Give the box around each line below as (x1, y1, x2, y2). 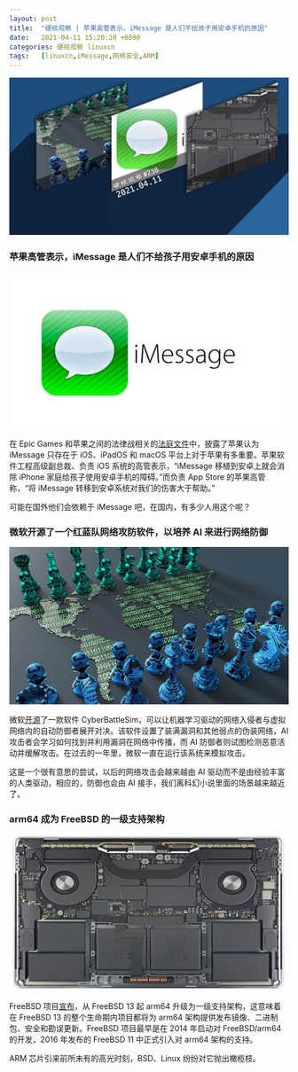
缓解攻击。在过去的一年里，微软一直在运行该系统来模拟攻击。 (24, 747, 250, 758)
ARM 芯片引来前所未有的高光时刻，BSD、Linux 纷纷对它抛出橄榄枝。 (9, 1053, 261, 1064)
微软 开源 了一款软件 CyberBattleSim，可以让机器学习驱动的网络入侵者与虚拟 (9, 714, 286, 724)
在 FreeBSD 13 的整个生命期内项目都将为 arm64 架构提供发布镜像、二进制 (9, 1012, 278, 1023)
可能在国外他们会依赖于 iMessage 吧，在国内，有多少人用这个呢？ (9, 501, 251, 512)
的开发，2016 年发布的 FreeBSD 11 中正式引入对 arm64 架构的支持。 (9, 1034, 258, 1045)
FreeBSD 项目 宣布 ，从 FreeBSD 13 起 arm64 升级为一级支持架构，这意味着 (9, 1001, 282, 1012)
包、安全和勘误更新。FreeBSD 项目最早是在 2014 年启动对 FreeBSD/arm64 (9, 1023, 282, 1034)
